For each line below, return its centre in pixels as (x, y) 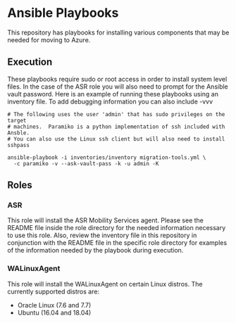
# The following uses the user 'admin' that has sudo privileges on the (116, 114)
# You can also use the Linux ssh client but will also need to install (116, 139)
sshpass (19, 145)
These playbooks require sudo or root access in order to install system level (117, 79)
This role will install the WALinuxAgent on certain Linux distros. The (105, 284)
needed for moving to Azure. (49, 39)
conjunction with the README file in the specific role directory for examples (117, 243)
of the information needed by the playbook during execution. (95, 251)
